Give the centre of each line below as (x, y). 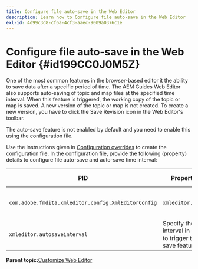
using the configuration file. (39, 136)
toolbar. (15, 118)
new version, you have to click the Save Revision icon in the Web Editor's (95, 112)
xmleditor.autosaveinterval (48, 234)
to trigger (176, 238)
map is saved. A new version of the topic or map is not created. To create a (97, 106)
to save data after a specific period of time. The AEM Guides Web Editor (93, 87)
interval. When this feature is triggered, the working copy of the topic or (93, 99)
